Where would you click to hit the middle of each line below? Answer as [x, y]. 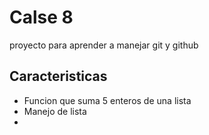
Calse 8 [41, 17]
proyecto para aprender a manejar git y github [104, 45]
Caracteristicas [58, 76]
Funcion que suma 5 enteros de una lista [107, 100]
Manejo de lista [55, 111]
